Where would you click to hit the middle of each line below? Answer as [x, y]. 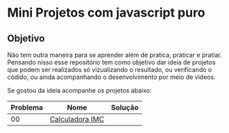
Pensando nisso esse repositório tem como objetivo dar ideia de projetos [112, 62]
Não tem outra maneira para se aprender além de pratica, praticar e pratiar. [114, 55]
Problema [27, 107]
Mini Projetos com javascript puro [106, 13]
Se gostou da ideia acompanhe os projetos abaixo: [79, 90]
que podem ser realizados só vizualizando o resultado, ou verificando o [110, 70]
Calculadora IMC [77, 119]
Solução [125, 107]
